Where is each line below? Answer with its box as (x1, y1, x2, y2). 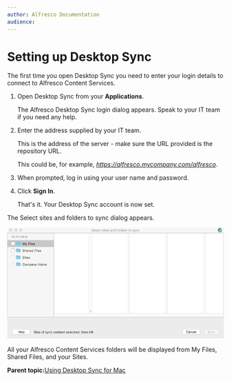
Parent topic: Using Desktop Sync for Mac (7, 366, 126, 374)
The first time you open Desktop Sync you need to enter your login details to (7, 72, 223, 80)
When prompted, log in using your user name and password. (16, 174, 189, 182)
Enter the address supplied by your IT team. (16, 126, 142, 134)
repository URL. (16, 147, 62, 155)
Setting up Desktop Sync (7, 49, 152, 65)
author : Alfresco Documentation (7, 11, 100, 18)
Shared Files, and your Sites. (7, 352, 88, 361)
